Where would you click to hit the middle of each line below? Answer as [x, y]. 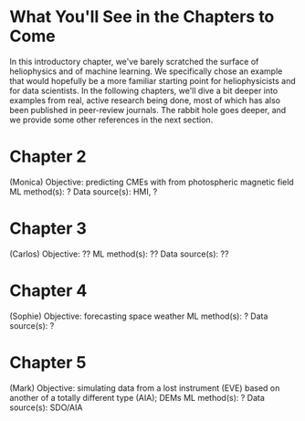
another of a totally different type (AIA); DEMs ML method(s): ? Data [137, 397]
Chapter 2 [48, 157]
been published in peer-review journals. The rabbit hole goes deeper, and [148, 110]
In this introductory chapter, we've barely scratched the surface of [134, 61]
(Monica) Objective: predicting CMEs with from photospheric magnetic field [152, 182]
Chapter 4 [48, 290]
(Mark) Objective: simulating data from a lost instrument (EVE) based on [145, 388]
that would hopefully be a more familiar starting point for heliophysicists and [152, 80]
